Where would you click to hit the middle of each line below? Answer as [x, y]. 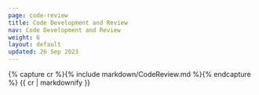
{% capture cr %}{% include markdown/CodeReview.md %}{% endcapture [129, 74]
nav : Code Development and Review [65, 30]
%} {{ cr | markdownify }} [49, 82]
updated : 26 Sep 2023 [44, 52]
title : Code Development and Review [68, 23]
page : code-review [38, 15]
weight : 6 [24, 37]
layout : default [35, 45]
